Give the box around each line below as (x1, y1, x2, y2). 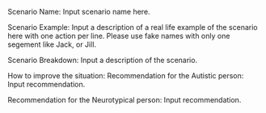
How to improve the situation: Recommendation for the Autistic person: (7, 71, 244, 80)
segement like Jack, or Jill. (7, 40, 97, 49)
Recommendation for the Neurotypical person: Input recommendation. (7, 95, 242, 104)
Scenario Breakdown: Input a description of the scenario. (7, 56, 198, 65)
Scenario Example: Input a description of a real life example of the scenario (7, 23, 258, 31)
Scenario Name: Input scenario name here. (7, 7, 150, 16)
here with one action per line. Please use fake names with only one (7, 31, 230, 40)
